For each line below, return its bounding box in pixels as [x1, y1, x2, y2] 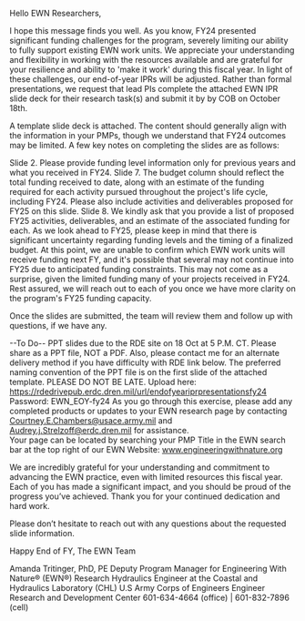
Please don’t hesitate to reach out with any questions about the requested [9, 518, 287, 529]
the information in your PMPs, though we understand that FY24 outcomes [9, 130, 287, 140]
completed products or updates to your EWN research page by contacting [9, 405, 288, 416]
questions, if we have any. [9, 321, 107, 331]
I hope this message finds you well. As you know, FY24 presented [9, 25, 257, 36]
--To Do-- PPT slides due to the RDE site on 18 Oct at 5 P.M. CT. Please [9, 338, 277, 349]
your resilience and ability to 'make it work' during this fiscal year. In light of [9, 64, 293, 75]
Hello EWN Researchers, [9, 8, 102, 18]
